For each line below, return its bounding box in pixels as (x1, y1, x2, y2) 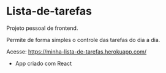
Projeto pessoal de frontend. (6, 24, 78, 32)
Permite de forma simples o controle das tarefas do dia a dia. (6, 36, 160, 43)
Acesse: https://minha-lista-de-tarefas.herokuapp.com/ (6, 47, 147, 55)
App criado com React (15, 60, 72, 67)
